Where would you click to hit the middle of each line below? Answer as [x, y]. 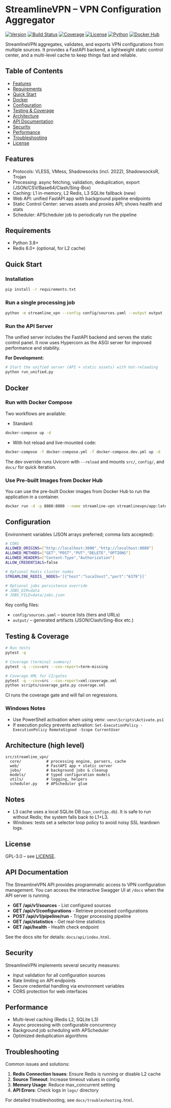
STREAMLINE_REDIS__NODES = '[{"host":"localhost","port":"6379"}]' [76, 576]
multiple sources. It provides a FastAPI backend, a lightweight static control [84, 49]
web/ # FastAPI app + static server [61, 766]
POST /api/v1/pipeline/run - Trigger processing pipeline [72, 916]
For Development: [25, 358]
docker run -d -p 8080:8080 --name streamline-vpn [60, 506]
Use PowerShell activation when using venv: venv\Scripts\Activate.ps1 [88, 719]
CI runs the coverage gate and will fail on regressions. [62, 695]
